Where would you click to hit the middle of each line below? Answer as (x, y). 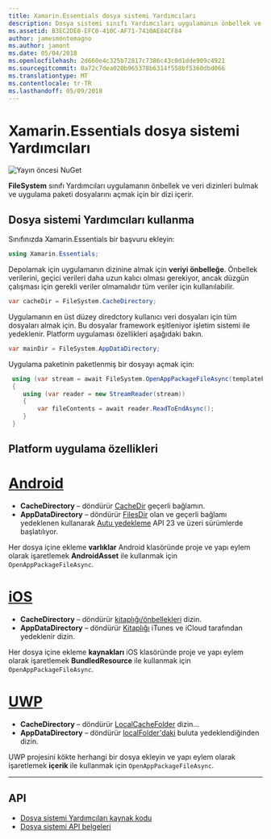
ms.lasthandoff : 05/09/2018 (56, 91)
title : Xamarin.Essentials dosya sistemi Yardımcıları (102, 16)
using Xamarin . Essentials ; (54, 254)
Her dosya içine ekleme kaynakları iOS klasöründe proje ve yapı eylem (126, 652)
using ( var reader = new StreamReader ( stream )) (104, 394)
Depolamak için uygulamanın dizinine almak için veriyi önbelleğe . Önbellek (133, 269)
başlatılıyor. (39, 532)
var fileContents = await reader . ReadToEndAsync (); (126, 409)
